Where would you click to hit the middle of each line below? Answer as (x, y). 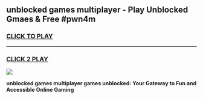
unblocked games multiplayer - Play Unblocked (97, 10)
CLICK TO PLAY (30, 37)
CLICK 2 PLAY (27, 59)
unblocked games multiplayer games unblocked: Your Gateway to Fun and (101, 83)
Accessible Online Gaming (40, 89)
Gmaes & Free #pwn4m (51, 19)
